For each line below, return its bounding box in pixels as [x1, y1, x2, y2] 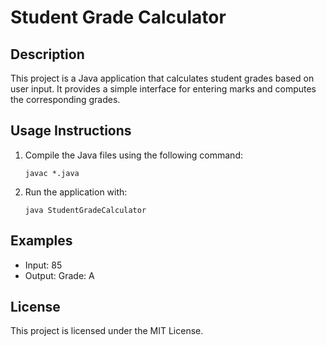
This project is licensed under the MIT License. [10, 325, 204, 337]
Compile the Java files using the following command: [24, 149, 243, 161]
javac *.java [24, 168, 80, 178]
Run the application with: [24, 186, 128, 198]
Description [10, 46, 85, 63]
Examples [10, 232, 73, 250]
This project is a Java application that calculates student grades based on [10, 72, 315, 84]
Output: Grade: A [24, 269, 95, 281]
